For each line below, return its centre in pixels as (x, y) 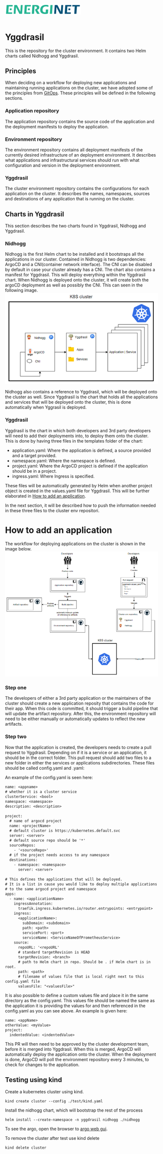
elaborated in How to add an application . (46, 496)
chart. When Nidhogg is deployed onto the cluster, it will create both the (77, 280)
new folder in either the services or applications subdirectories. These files (80, 763)
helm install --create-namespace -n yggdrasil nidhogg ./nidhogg (72, 1119)
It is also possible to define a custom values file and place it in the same (77, 995)
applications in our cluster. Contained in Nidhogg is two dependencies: (76, 259)
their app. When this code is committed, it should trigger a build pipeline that (81, 709)
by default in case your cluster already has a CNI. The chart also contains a (80, 270)
